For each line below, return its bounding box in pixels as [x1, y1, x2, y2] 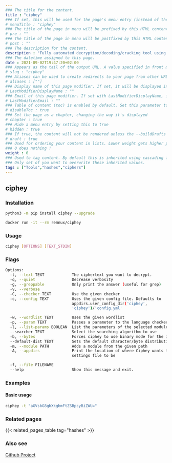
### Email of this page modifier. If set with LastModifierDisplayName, [5, 93, 164, 98]
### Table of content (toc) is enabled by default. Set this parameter [5, 103, 161, 108]
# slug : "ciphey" [5, 70, 45, 75]
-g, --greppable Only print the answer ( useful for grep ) [10, 282, 161, 287]
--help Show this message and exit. [10, 367, 134, 372]
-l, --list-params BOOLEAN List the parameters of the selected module [10, 325, 168, 330]
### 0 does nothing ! [5, 146, 52, 151]
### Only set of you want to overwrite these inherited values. [5, 160, 145, 165]
